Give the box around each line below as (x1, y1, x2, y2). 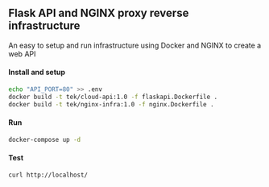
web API (8, 48, 36, 59)
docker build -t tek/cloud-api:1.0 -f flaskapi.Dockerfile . (8, 93, 218, 101)
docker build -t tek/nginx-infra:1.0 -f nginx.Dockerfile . (8, 100, 215, 108)
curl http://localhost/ (8, 171, 89, 179)
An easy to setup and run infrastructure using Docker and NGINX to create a (8, 40, 262, 50)
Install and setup (8, 68, 66, 77)
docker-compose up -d (8, 135, 81, 143)
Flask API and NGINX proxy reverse (8, 6, 189, 20)
